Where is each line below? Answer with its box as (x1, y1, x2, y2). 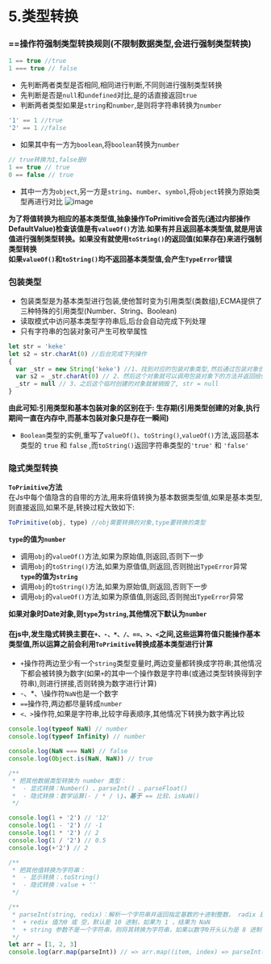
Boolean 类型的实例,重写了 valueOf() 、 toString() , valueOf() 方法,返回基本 (19, 430, 260, 440)
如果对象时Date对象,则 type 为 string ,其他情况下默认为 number (8, 609, 207, 618)
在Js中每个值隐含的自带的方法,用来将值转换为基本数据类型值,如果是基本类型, (8, 492, 263, 502)
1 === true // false (8, 65, 78, 73)
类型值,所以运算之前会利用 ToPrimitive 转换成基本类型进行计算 (8, 639, 214, 648)
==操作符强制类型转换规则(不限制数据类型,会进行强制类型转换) (8, 38, 252, 49)
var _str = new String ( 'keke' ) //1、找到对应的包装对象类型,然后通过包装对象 (15, 365, 259, 373)
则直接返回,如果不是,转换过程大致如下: (8, 502, 135, 513)
